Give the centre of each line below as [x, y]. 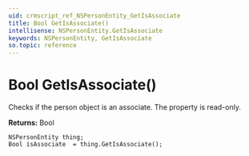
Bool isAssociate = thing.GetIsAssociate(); [85, 145]
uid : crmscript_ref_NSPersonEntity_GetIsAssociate [94, 16]
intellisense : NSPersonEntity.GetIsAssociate [85, 30]
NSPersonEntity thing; [46, 138]
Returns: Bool [31, 123]
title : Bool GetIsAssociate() [59, 23]
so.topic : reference [43, 46]
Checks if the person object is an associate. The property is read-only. [125, 107]
